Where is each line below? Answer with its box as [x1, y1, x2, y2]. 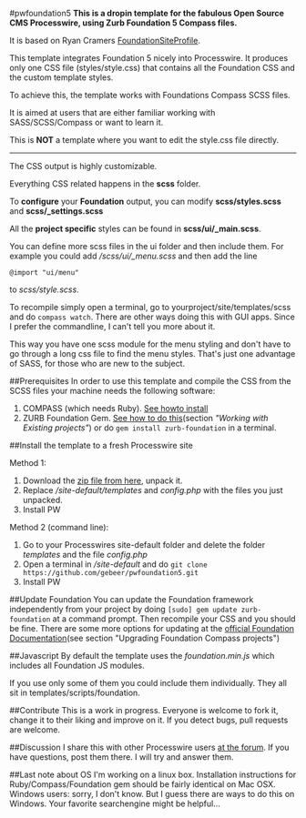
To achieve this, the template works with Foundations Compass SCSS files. [9, 90, 291, 100]
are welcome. [9, 724, 61, 735]
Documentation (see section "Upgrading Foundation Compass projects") [9, 632, 280, 643]
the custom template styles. [9, 72, 114, 83]
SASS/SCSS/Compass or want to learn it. [9, 117, 164, 127]
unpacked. [22, 495, 64, 505]
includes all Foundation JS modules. [9, 660, 146, 671]
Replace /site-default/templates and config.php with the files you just [22, 485, 284, 495]
